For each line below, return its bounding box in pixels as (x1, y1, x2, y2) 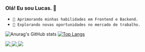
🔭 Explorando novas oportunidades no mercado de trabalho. (12, 22, 141, 27)
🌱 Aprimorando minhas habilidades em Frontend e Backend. (12, 17, 138, 22)
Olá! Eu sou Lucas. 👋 (5, 5, 57, 12)
